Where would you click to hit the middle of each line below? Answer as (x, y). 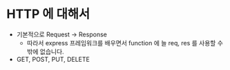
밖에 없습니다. (45, 51)
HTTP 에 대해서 (48, 14)
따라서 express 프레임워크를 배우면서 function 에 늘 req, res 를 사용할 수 (125, 43)
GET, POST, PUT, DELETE (53, 59)
